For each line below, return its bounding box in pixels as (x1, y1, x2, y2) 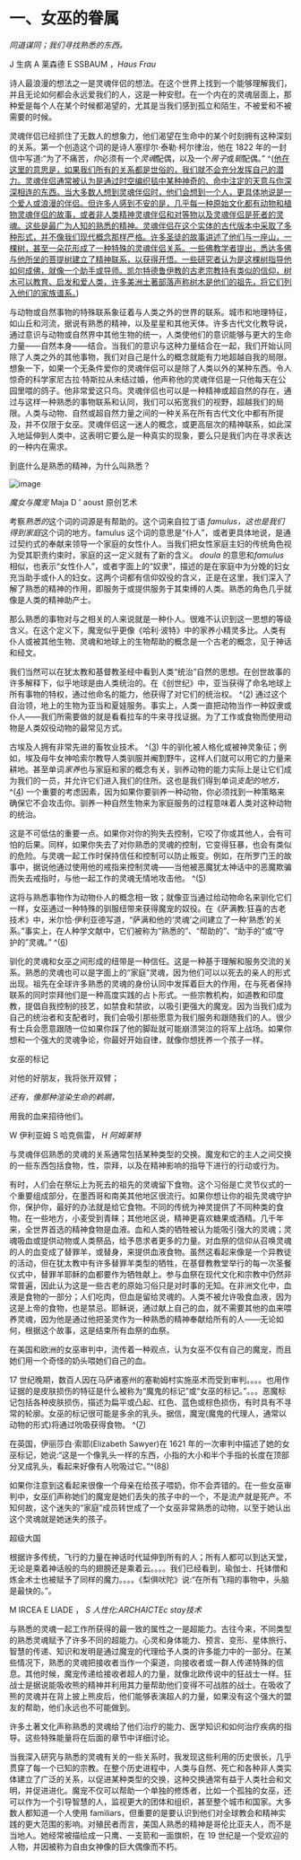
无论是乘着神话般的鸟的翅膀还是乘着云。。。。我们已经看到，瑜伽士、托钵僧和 (9, 1563, 288, 1574)
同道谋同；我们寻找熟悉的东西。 (9, 39, 127, 50)
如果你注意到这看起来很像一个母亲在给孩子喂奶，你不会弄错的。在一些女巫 (9, 1479, 284, 1490)
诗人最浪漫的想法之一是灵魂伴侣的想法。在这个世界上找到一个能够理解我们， (9, 77, 292, 88)
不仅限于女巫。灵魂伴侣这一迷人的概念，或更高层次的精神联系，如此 (32, 418, 284, 429)
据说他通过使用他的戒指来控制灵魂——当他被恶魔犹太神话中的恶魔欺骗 (32, 861, 292, 872)
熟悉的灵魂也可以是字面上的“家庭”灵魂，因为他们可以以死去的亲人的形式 (24, 967, 291, 978)
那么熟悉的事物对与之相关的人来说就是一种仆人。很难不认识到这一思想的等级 (9, 613, 292, 624)
